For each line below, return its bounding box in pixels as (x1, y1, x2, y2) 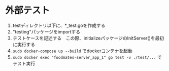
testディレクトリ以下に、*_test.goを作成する (12, 22, 106, 28)
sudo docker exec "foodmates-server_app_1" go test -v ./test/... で (12, 54, 162, 60)
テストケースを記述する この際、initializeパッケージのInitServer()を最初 (12, 35, 164, 41)
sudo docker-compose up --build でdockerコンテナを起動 (12, 48, 133, 54)
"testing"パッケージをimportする (12, 28, 81, 34)
